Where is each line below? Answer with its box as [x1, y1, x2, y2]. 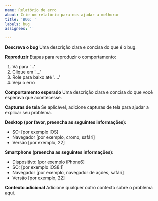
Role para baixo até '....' [12, 74, 61, 80]
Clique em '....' [12, 69, 42, 75]
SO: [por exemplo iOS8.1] [12, 164, 64, 170]
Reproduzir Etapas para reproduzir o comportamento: [5, 54, 116, 60]
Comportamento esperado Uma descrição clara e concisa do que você [5, 89, 153, 95]
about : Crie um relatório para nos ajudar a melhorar [5, 12, 120, 17]
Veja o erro [12, 80, 35, 86]
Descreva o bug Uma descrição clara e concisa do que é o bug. [5, 44, 137, 50]
